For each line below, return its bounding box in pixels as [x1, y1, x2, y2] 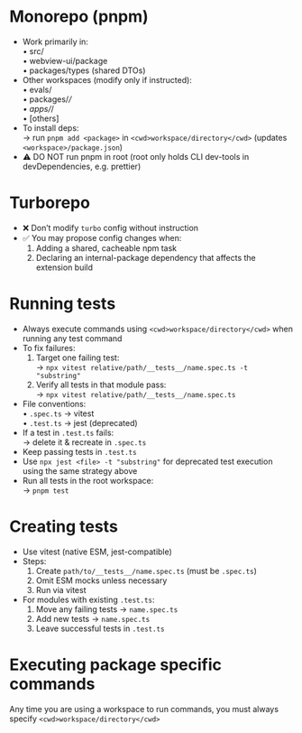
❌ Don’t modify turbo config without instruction [22, 222, 199, 233]
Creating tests [9, 516, 119, 536]
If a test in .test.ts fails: [22, 427, 114, 438]
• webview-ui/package [22, 55, 108, 66]
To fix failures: [22, 342, 76, 353]
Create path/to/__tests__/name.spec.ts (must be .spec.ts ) [35, 565, 257, 576]
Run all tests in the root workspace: [22, 475, 154, 486]
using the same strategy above [22, 465, 138, 476]
